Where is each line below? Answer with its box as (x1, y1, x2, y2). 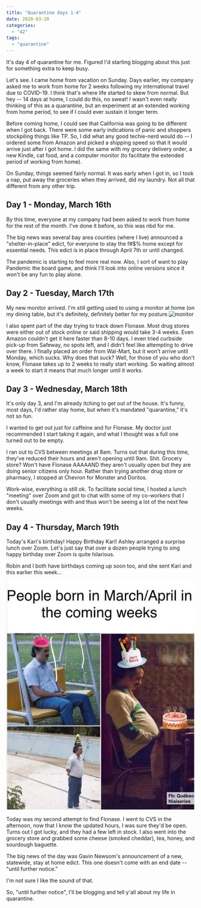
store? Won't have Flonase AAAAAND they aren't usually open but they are (6, 461, 191, 469)
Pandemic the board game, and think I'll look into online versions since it (6, 264, 185, 272)
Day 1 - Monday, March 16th (6, 200, 112, 210)
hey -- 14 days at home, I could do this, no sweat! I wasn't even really (6, 96, 178, 102)
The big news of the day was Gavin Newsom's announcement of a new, (6, 853, 183, 860)
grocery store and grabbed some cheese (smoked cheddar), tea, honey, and (6, 835, 195, 842)
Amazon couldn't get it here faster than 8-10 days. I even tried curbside (6, 334, 182, 342)
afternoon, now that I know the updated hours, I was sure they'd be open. (6, 822, 187, 829)
